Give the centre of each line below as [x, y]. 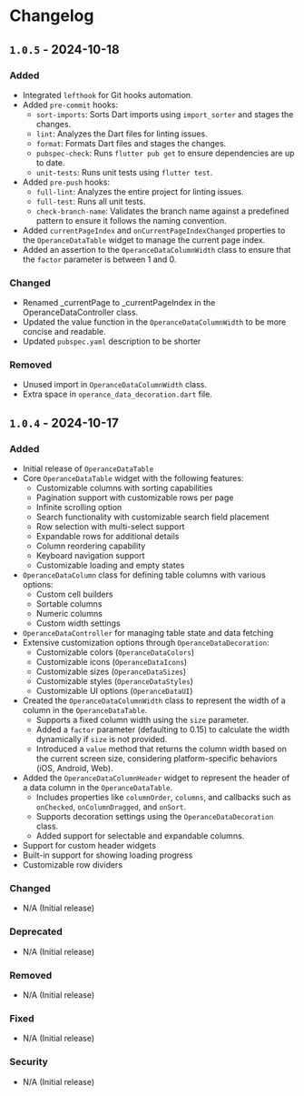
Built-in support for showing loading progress [108, 855]
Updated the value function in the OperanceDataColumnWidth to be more [154, 322]
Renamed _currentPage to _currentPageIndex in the [119, 303]
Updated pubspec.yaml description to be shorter [112, 341]
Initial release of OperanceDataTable [88, 468]
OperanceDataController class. [80, 312]
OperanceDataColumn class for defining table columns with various [144, 575]
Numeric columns [69, 614]
